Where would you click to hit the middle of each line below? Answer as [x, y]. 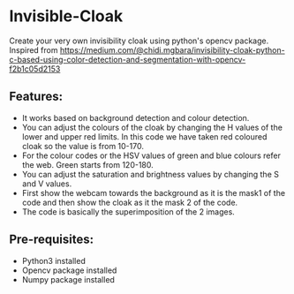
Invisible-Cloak [66, 16]
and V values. [47, 184]
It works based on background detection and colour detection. [136, 117]
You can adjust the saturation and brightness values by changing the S [151, 174]
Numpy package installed [68, 279]
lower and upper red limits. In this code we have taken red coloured [144, 136]
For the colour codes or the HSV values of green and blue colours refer [151, 155]
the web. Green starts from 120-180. [88, 164]
